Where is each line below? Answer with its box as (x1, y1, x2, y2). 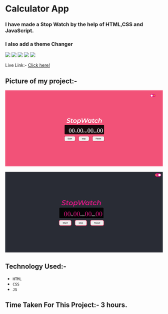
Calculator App (5, 3, 69, 15)
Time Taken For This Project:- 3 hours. (5, 301, 127, 309)
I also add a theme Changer (5, 41, 73, 48)
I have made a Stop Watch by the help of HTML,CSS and (5, 21, 143, 28)
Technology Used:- (5, 262, 66, 271)
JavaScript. (5, 27, 34, 34)
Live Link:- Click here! (5, 62, 50, 68)
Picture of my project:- (5, 77, 77, 85)
